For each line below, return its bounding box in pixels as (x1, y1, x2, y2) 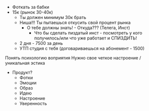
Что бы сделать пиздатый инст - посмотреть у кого (34, 30, 143, 36)
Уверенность (19, 101, 48, 106)
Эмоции (19, 80, 37, 86)
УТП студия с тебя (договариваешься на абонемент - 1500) (19, 46, 145, 51)
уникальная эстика (5, 60, 45, 66)
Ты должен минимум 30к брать (19, 15, 87, 20)
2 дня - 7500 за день (19, 40, 63, 46)
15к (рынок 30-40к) (12, 9, 53, 15)
